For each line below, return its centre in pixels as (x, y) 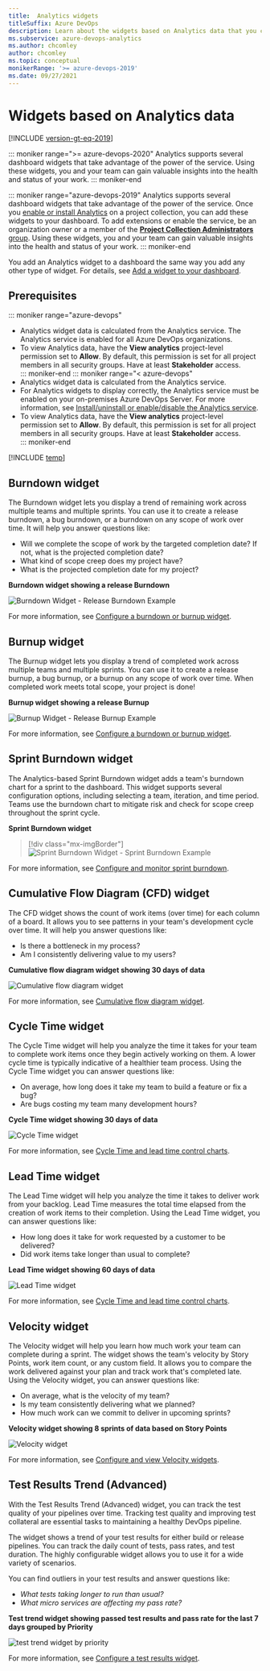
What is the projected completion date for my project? (109, 570)
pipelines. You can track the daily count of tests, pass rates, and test (122, 1545)
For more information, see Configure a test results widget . (104, 1658)
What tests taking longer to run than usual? (92, 1594)
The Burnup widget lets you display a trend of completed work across (124, 661)
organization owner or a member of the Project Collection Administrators (131, 229)
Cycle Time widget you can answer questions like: (92, 1071)
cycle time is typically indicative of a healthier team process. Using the (125, 1063)
